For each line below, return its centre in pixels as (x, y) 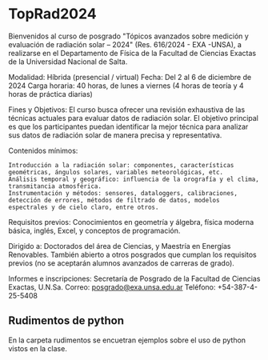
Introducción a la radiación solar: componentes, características (121, 165)
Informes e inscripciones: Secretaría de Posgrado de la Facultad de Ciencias (134, 278)
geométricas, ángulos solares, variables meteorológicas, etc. (116, 172)
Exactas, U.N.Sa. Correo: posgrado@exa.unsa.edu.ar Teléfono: (112, 287)
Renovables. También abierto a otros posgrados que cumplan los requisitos (133, 254)
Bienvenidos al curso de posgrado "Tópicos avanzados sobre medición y (129, 36)
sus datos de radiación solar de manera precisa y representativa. (115, 135)
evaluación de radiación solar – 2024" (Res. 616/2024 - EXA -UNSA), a (125, 44)
